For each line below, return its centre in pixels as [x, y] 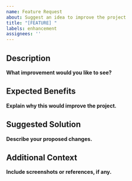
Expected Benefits [41, 91]
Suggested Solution [44, 125]
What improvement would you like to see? [59, 72]
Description [28, 58]
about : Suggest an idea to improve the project [66, 17]
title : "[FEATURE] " [32, 23]
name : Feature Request [34, 12]
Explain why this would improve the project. [62, 106]
